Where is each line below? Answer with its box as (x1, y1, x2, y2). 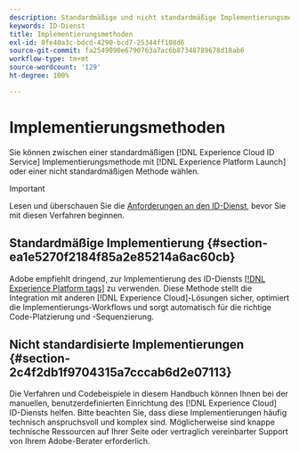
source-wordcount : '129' (9, 63, 101, 72)
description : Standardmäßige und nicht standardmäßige (9, 12, 217, 22)
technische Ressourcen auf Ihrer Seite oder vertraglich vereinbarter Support (9, 426, 289, 437)
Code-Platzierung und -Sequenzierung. (9, 311, 154, 322)
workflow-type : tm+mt (9, 54, 90, 63)
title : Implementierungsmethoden (9, 29, 133, 38)
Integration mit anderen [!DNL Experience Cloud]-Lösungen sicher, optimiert (9, 292, 290, 303)
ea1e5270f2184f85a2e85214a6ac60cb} (9, 250, 236, 265)
